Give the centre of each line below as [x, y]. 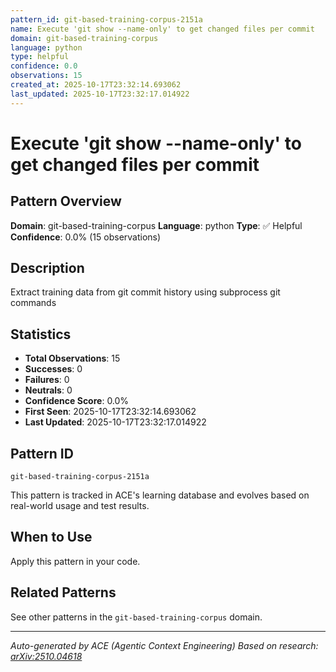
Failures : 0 [47, 380]
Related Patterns [63, 592]
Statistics [41, 334]
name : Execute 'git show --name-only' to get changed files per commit [162, 29]
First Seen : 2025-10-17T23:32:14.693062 [110, 412]
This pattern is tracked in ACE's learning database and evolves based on [160, 495]
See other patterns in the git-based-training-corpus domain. [136, 617]
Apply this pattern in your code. [75, 561]
